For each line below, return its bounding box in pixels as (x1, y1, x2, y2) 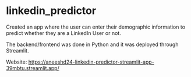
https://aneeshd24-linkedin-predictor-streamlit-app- (28, 58, 154, 65)
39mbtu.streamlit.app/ (6, 64, 59, 71)
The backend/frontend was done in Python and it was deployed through (6, 41, 179, 48)
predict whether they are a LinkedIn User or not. (6, 29, 121, 36)
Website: (6, 58, 27, 65)
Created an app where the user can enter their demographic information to (6, 23, 185, 30)
